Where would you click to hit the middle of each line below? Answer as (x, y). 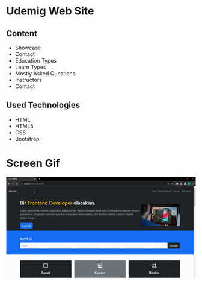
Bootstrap (27, 139)
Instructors (28, 80)
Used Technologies (43, 105)
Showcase (28, 48)
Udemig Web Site (50, 11)
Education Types (36, 61)
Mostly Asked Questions (45, 73)
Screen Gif (33, 163)
